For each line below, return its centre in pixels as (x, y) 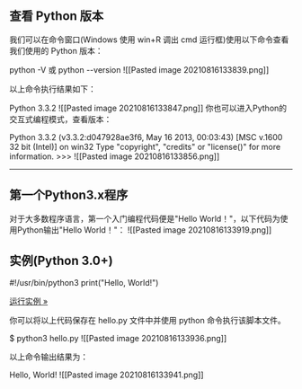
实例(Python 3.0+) (62, 261)
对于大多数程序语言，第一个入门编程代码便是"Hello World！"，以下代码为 (145, 218)
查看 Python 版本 (57, 16)
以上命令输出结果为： (49, 357)
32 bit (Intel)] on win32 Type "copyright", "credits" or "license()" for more (145, 146)
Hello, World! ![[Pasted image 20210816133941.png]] (107, 375)
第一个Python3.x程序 (69, 195)
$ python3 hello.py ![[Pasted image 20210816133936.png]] (118, 339)
